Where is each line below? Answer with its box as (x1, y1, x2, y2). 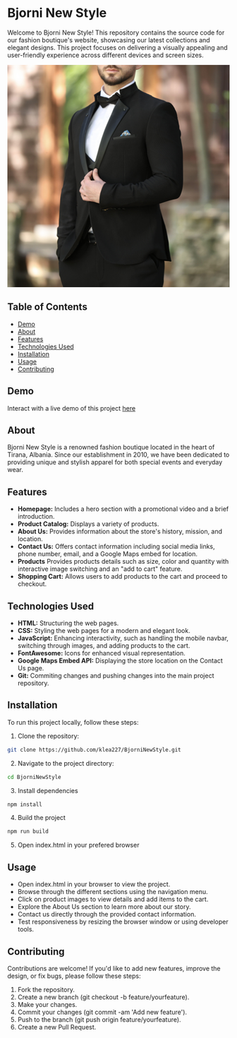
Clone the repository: (17, 732, 80, 740)
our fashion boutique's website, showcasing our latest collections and (7, 35, 210, 44)
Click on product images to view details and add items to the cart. (17, 895, 209, 904)
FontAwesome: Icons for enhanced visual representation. (17, 649, 186, 657)
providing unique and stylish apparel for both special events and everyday (7, 458, 223, 466)
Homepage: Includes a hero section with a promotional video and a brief (17, 505, 229, 513)
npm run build (7, 828, 49, 835)
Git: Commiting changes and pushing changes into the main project (17, 672, 214, 680)
